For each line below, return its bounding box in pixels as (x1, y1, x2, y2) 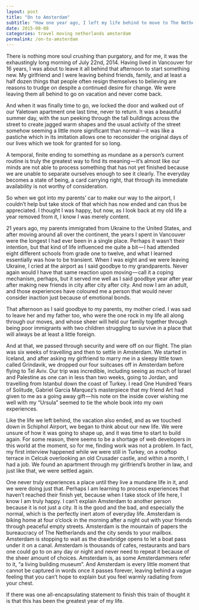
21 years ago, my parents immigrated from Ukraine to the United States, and (6, 225, 192, 231)
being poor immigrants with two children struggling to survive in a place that (6, 325, 192, 331)
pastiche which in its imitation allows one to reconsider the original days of (6, 134, 188, 140)
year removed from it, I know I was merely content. (6, 213, 130, 220)
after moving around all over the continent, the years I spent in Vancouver (6, 231, 185, 238)
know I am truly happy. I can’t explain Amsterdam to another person (6, 498, 172, 504)
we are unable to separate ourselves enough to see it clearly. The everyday (6, 170, 190, 177)
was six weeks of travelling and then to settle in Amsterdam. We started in (6, 348, 187, 355)
